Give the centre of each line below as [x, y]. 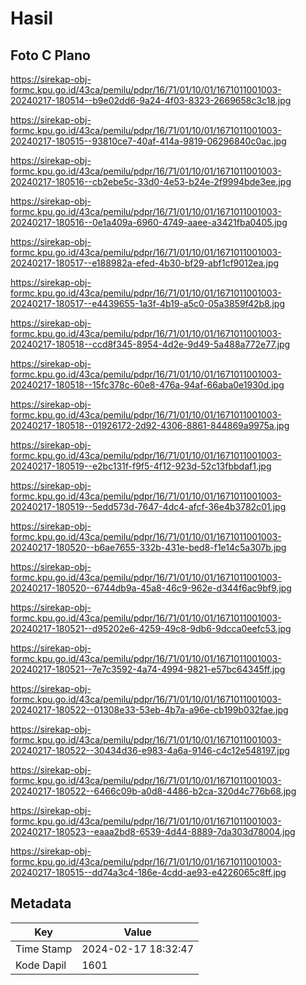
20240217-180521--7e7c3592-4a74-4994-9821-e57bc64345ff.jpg [148, 669]
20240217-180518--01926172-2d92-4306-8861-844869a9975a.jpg [150, 425]
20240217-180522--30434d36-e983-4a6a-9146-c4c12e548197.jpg [150, 750]
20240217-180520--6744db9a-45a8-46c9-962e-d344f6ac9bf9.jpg [151, 588]
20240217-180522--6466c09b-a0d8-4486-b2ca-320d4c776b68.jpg [153, 791]
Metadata [41, 903]
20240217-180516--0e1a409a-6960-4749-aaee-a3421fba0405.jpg [149, 222]
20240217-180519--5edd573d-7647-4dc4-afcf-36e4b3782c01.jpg [148, 506]
